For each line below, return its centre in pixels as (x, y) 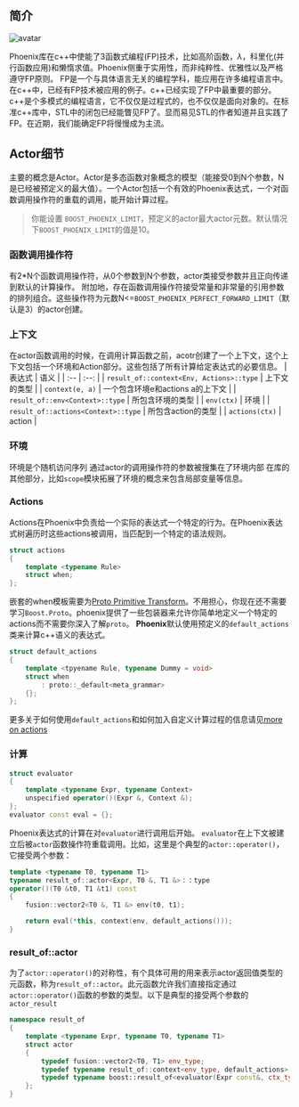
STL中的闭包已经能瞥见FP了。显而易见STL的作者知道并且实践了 (172, 112)
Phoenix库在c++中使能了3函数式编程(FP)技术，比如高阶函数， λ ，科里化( (143, 56)
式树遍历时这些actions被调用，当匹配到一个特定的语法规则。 (120, 533)
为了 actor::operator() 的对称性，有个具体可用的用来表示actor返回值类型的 (146, 973)
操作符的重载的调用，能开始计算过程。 (103, 199)
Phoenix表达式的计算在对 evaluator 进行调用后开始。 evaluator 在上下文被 (143, 833)
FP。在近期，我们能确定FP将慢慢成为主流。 (89, 123)
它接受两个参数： (40, 855)
